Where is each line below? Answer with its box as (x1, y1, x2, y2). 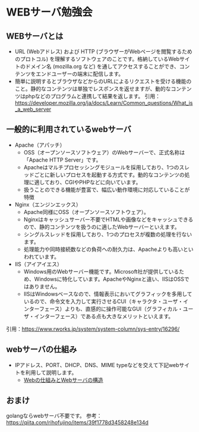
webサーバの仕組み (6, 344, 77, 355)
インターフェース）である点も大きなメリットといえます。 (34, 312, 174, 319)
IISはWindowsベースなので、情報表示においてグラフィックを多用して (23, 290, 192, 297)
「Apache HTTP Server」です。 (23, 156, 102, 163)
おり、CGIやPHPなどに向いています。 (49, 178, 141, 185)
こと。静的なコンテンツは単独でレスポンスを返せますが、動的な (14, 85, 171, 92)
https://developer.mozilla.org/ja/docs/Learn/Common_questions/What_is (14, 100, 193, 106)
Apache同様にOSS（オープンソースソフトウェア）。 (23, 208, 150, 215)
